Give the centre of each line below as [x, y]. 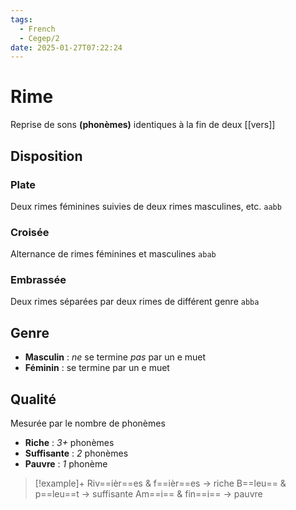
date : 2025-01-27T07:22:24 [66, 47]
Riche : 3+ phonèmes [69, 443]
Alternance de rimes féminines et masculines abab [113, 254]
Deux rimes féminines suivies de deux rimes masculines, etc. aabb [146, 206]
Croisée [30, 232]
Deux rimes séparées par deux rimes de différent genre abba [135, 302]
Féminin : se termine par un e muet [97, 368]
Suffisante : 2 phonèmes [76, 453]
